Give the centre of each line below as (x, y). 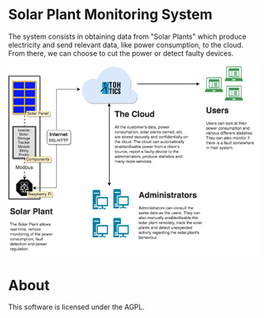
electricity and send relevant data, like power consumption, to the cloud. (126, 44)
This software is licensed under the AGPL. (76, 307)
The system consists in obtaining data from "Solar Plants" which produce (127, 36)
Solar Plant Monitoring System (111, 15)
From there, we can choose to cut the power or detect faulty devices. (121, 53)
